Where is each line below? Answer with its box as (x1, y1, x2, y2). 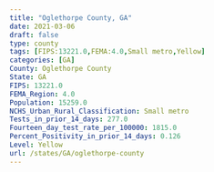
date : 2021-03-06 (9, 22, 76, 31)
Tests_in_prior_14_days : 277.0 (9, 115, 128, 124)
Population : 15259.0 (9, 97, 88, 107)
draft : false (9, 30, 59, 39)
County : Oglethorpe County (9, 65, 112, 74)
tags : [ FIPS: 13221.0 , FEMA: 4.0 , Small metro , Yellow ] (9, 47, 206, 56)
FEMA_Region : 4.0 (9, 89, 76, 98)
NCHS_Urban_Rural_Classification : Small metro (9, 106, 189, 116)
